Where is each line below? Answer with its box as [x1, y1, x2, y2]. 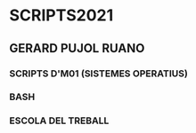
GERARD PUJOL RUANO [9, 41, 145, 56]
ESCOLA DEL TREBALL [9, 114, 110, 127]
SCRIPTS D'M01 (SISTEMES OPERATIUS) [9, 67, 189, 80]
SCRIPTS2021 [9, 5, 114, 26]
